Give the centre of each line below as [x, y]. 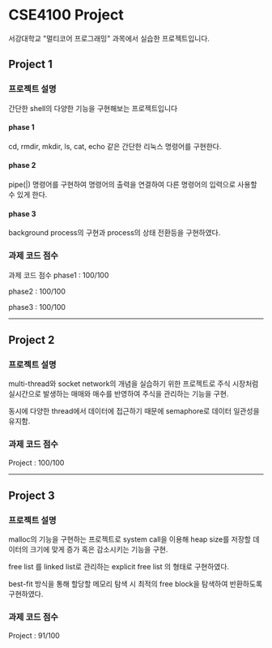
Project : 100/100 [36, 462]
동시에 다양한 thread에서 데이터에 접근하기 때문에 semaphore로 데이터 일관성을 [134, 411]
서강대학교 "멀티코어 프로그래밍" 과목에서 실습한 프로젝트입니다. [109, 38]
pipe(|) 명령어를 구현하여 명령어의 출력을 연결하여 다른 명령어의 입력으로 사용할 [133, 185]
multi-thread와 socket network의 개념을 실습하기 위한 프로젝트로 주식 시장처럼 [134, 384]
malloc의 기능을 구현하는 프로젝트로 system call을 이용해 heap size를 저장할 [130, 539]
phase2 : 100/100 [37, 291]
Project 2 [32, 339]
